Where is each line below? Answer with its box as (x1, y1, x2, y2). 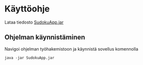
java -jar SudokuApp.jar (4, 55, 55, 60)
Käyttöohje (4, 3, 50, 14)
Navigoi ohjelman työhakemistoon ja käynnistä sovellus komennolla (4, 46, 139, 52)
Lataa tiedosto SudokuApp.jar (4, 19, 64, 25)
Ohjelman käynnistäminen (4, 33, 86, 41)
